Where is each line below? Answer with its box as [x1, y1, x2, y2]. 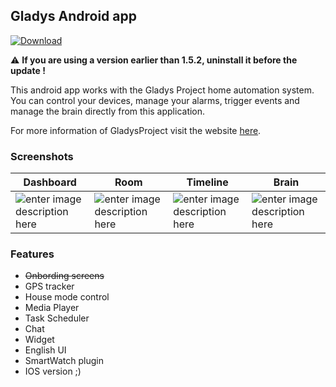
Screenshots [10, 149, 74, 163]
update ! [10, 64, 46, 76]
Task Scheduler [24, 312, 90, 324]
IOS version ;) [24, 365, 82, 378]
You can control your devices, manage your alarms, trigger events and [10, 94, 300, 106]
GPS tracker [24, 280, 75, 293]
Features [10, 247, 55, 261]
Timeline [186, 175, 229, 189]
